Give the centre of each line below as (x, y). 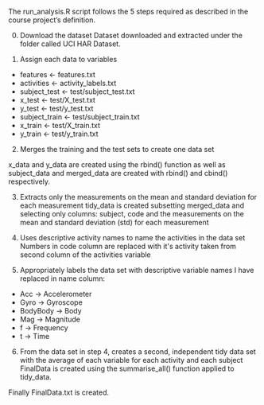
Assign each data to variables (68, 59)
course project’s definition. (52, 20)
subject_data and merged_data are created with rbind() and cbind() (118, 173)
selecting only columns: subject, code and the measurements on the (132, 214)
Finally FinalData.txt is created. (59, 392)
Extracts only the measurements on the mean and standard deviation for (138, 197)
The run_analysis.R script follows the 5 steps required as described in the (128, 12)
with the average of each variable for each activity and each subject (131, 360)
